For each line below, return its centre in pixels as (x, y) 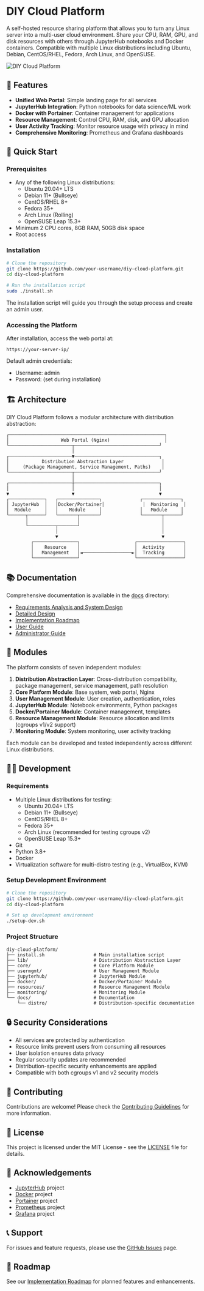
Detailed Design (35, 614)
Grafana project (35, 1213)
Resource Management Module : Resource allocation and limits (95, 718)
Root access (31, 234)
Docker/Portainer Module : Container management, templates (93, 712)
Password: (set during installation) (58, 379)
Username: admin (37, 373)
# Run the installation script (46, 286)
